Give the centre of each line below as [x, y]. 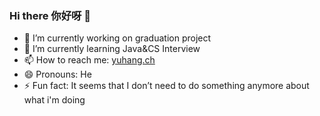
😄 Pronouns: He [57, 74]
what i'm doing [54, 100]
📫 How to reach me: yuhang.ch [89, 60]
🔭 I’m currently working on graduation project [117, 38]
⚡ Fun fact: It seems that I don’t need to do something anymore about [166, 86]
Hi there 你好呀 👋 [50, 15]
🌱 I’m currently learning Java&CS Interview [112, 49]
